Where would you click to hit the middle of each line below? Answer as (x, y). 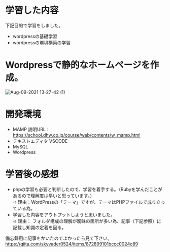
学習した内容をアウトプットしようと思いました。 (64, 214)
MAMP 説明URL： (31, 129)
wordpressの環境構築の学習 (42, 42)
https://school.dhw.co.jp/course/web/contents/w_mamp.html (76, 135)
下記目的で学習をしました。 (34, 25)
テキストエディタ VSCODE (40, 141)
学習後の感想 (32, 174)
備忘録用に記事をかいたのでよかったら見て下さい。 (59, 238)
